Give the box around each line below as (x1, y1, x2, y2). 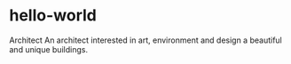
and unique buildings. (9, 44, 89, 54)
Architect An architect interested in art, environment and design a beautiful (9, 35, 282, 45)
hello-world (9, 5, 98, 26)
